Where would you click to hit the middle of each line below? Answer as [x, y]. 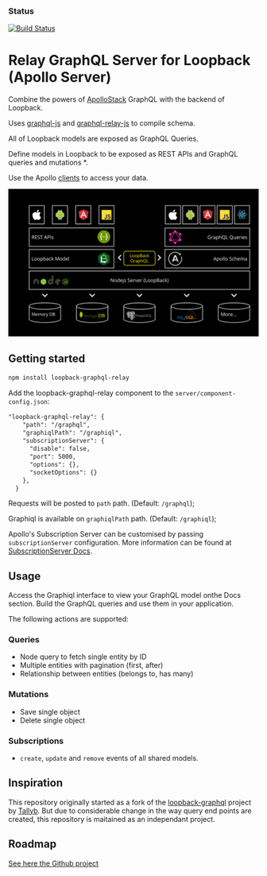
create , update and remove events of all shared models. [109, 758]
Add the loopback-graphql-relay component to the [91, 393]
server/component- [205, 394]
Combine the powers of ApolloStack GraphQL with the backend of [116, 99]
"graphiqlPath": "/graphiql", [73, 433]
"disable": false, [60, 449]
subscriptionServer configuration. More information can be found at [120, 543]
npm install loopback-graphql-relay [69, 378]
